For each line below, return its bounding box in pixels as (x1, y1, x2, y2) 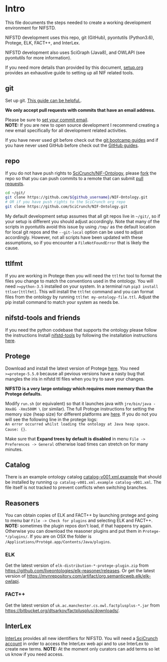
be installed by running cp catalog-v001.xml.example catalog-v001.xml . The (5, 479, 162, 485)
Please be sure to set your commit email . (5, 117, 88, 123)
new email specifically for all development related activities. (5, 127, 128, 133)
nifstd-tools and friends (5, 314, 81, 322)
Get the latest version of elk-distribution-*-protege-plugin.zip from (5, 562, 149, 569)
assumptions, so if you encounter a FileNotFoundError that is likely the (5, 240, 150, 246)
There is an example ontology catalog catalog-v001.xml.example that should (5, 474, 162, 480)
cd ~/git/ (5, 190, 26, 195)
